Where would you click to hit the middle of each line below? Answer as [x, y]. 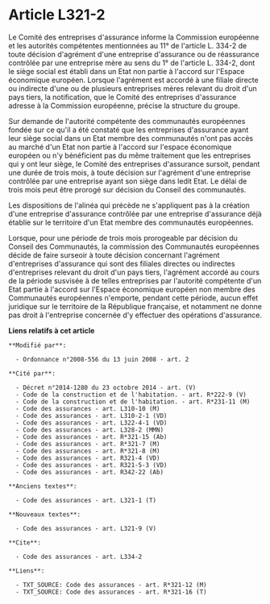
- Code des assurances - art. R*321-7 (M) [88, 444]
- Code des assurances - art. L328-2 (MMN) [89, 430]
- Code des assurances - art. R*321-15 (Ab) [91, 436]
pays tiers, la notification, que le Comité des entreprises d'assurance [123, 97]
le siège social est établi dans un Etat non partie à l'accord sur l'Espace [127, 71]
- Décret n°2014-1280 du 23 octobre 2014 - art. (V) [106, 387]
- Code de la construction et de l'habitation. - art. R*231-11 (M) [133, 401]
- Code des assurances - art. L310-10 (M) [88, 408]
